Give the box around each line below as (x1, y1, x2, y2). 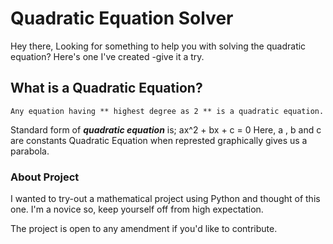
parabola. (10, 145, 50, 157)
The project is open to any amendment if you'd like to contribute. (10, 223, 278, 235)
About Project (10, 170, 80, 184)
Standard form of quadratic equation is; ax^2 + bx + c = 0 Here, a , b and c (10, 123, 322, 136)
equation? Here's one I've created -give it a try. (10, 50, 205, 62)
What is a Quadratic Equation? (10, 80, 203, 97)
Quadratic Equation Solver (10, 7, 234, 30)
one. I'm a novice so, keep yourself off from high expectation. (10, 203, 264, 216)
